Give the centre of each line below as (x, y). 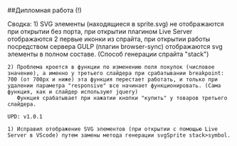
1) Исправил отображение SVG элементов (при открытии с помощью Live (113, 129)
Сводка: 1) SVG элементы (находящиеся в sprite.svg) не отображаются (116, 24)
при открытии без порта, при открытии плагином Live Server (100, 32)
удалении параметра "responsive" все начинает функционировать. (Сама (114, 86)
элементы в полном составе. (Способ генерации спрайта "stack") (108, 54)
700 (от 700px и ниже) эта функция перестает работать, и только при (113, 79)
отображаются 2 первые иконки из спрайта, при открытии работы (109, 39)
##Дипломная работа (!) (44, 10)
